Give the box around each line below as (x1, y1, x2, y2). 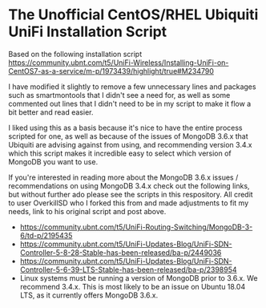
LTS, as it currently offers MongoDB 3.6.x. (19, 290, 159, 300)
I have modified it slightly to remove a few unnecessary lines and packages (8, 82, 256, 91)
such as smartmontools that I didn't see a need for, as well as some (8, 90, 231, 99)
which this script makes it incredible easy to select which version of (8, 148, 232, 158)
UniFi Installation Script (8, 22, 167, 41)
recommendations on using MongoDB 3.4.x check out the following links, (8, 180, 250, 190)
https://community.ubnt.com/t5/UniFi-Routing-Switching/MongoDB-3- (19, 222, 253, 232)
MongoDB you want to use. (8, 156, 99, 166)
